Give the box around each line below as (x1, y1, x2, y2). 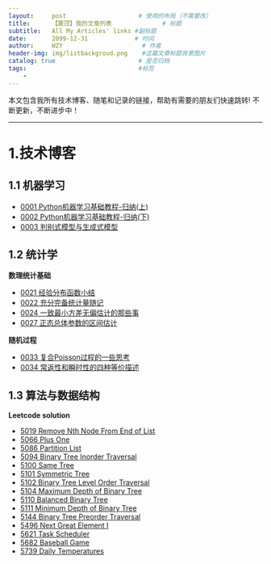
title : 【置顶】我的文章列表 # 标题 (8, 19, 182, 27)
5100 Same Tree (19, 461, 75, 470)
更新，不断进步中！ (15, 105, 79, 115)
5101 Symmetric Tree (19, 469, 90, 479)
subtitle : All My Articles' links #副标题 (8, 27, 157, 35)
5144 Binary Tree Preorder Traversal (19, 512, 141, 522)
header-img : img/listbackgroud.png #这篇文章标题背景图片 (8, 49, 206, 57)
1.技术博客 (8, 144, 77, 162)
